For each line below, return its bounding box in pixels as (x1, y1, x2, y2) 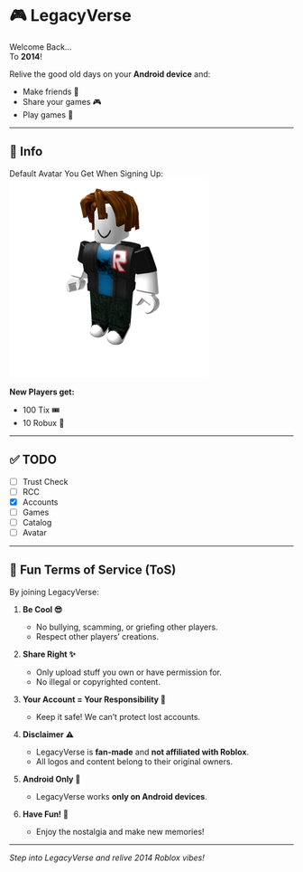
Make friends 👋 (22, 86, 79, 97)
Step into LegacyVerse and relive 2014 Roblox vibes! (9, 852, 205, 863)
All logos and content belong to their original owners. (35, 755, 233, 767)
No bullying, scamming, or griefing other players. (35, 621, 218, 632)
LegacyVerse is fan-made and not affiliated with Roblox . (35, 746, 250, 757)
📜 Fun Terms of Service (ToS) (9, 563, 177, 578)
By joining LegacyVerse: (9, 586, 99, 597)
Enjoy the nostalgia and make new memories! (35, 826, 205, 837)
